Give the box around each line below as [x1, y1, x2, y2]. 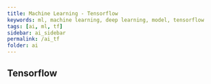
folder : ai [7, 42, 38, 49]
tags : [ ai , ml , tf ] [7, 23, 63, 30]
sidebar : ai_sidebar [7, 29, 67, 36]
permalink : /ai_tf [7, 36, 60, 43]
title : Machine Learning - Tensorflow [7, 10, 118, 17]
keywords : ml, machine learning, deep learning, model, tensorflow [7, 17, 205, 23]
